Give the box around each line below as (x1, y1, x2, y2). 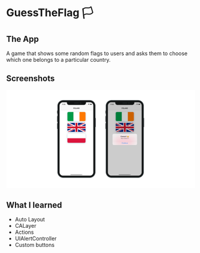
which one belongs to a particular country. (6, 56, 111, 63)
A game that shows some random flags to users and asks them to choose (6, 50, 188, 57)
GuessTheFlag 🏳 (6, 6, 94, 20)
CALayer (14, 222, 37, 229)
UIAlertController (14, 234, 57, 242)
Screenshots (6, 74, 55, 84)
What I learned (6, 200, 62, 210)
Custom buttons (14, 241, 55, 248)
